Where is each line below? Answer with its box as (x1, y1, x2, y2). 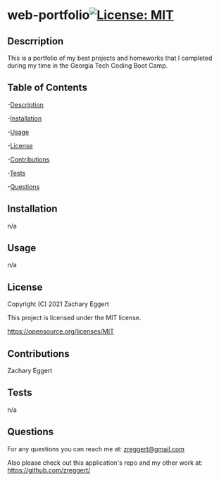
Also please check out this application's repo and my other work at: (7, 458, 203, 467)
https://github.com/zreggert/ (7, 465, 91, 474)
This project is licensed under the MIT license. (7, 314, 142, 322)
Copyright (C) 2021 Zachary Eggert (7, 300, 109, 308)
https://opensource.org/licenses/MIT (7, 327, 114, 336)
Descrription (7, 35, 64, 47)
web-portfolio (7, 7, 90, 23)
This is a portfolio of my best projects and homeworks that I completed (7, 54, 213, 62)
